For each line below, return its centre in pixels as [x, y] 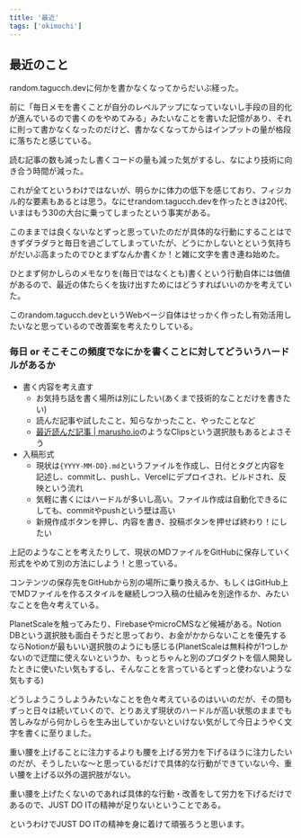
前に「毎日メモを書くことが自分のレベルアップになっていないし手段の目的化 [151, 107]
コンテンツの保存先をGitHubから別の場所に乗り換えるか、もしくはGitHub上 [149, 582]
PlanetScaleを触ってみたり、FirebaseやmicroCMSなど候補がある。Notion [145, 624]
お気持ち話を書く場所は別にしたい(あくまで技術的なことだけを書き [159, 397]
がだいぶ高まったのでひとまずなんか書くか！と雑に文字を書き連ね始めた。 [147, 254]
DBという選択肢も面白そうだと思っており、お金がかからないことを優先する [148, 635]
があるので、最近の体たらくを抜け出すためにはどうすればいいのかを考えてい [150, 285]
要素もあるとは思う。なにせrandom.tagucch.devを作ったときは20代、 [163, 201]
